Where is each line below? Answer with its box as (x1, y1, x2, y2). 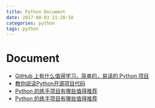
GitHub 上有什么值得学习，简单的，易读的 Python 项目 (14, 72, 149, 80)
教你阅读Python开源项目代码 (14, 80, 86, 87)
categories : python (6, 20, 55, 26)
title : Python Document (6, 8, 66, 15)
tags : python (6, 25, 39, 32)
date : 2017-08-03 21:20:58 (6, 14, 74, 21)
